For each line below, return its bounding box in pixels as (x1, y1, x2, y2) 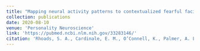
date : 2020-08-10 (6, 19, 49, 25)
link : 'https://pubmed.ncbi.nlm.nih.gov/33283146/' (6, 30, 137, 36)
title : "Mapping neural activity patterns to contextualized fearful (6, 8, 183, 15)
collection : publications (6, 14, 70, 20)
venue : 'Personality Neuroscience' (6, 25, 95, 31)
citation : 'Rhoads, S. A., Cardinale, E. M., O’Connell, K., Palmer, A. (6, 36, 190, 42)
